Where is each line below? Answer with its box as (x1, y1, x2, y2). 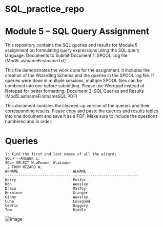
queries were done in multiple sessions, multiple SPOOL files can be (5, 77, 143, 84)
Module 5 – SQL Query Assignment (5, 26, 150, 37)
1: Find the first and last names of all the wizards (5, 152, 117, 157)
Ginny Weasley (5, 195, 89, 200)
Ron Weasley (5, 182, 89, 187)
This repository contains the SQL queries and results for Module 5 (5, 42, 138, 48)
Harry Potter (5, 177, 86, 182)
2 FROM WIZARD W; (7, 165, 42, 170)
